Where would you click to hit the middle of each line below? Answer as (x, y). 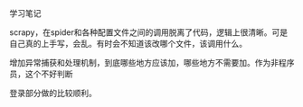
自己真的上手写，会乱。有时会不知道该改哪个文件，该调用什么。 (128, 44)
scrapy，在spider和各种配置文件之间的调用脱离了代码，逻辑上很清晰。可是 (149, 32)
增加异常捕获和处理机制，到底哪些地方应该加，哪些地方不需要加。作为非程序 (152, 62)
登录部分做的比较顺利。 (53, 93)
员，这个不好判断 (41, 74)
